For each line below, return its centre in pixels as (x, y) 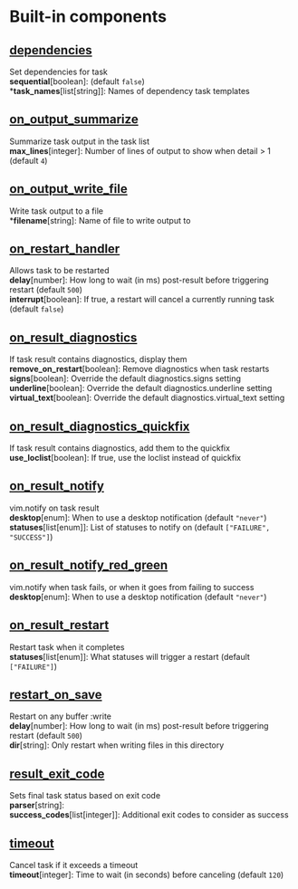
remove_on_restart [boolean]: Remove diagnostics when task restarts (139, 369)
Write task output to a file (57, 211)
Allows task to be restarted (60, 271)
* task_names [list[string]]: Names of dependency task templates (130, 91)
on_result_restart (59, 625)
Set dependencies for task (59, 72)
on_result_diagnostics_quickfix (100, 426)
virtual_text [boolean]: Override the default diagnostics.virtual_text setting (147, 398)
